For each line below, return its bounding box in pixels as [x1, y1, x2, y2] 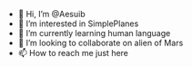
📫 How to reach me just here [17, 48, 129, 58]
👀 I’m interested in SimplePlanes [17, 18, 139, 29]
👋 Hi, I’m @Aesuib [17, 9, 86, 19]
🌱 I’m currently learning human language [17, 28, 171, 38]
